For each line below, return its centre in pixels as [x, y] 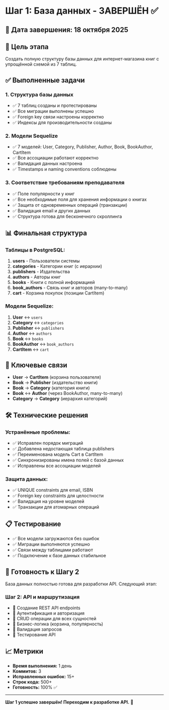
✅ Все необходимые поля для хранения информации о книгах [79, 199]
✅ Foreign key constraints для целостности [58, 496]
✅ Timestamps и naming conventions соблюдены [64, 169]
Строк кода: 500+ [32, 682]
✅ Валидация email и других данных [51, 211]
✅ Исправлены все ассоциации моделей [57, 466]
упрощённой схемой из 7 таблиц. [41, 64]
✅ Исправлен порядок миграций [48, 443]
